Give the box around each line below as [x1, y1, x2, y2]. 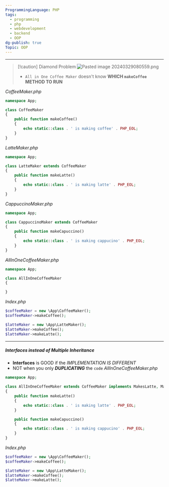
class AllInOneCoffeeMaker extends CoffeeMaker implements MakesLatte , [5, 384, 158, 389]
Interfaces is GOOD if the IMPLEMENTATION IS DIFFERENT [12, 360, 136, 366]
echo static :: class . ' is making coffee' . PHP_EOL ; [23, 126, 138, 131]
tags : [5, 12, 17, 17]
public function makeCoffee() [14, 117, 78, 122]
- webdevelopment [10, 26, 46, 31]
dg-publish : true [5, 40, 42, 45]
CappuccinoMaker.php [5, 200, 53, 207]
